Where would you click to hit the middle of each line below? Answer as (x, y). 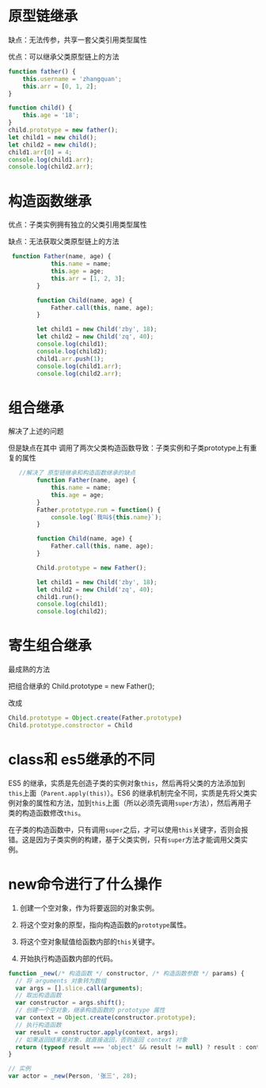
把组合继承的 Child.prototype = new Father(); (82, 686)
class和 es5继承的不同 (82, 760)
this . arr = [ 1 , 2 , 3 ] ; (88, 278)
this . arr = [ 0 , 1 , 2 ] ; (60, 86)
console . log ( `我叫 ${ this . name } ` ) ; (106, 517)
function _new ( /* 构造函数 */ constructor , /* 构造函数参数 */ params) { (126, 973)
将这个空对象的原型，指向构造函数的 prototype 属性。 (105, 925)
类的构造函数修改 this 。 (47, 812)
